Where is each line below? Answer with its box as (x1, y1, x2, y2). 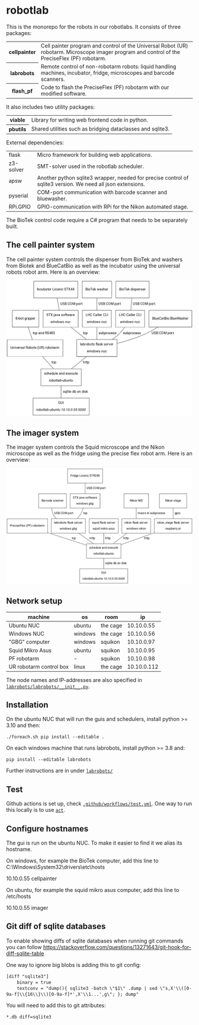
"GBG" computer (8, 639, 50, 646)
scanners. (40, 75, 65, 82)
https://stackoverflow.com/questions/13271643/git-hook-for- (43, 943, 191, 950)
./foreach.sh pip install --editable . (6, 734, 105, 740)
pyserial (8, 192, 28, 199)
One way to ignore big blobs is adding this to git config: (6, 961, 141, 968)
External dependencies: (6, 139, 64, 146)
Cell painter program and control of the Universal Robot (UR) (40, 42, 188, 49)
